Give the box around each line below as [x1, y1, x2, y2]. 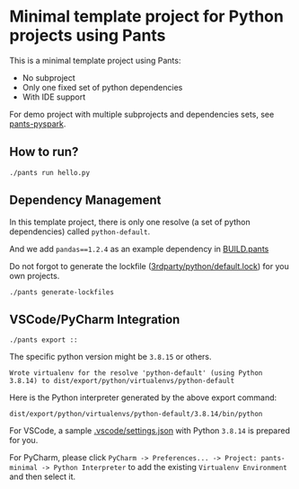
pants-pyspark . [9, 118, 66, 129]
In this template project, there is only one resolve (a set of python [9, 216, 251, 227]
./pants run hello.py [9, 168, 91, 177]
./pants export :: [9, 336, 78, 345]
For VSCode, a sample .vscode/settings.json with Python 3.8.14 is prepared [9, 425, 290, 436]
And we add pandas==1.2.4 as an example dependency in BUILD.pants [9, 243, 269, 254]
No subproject [22, 72, 76, 83]
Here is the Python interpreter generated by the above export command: [9, 392, 277, 403]
